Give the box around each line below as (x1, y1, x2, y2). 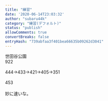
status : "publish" (5, 25, 43, 30)
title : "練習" (5, 7, 33, 12)
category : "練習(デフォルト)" (5, 21, 62, 26)
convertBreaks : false (5, 35, 49, 40)
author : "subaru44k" (5, 16, 47, 21)
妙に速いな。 (5, 90, 31, 96)
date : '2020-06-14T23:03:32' (5, 12, 65, 17)
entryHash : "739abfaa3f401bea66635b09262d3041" (5, 39, 104, 44)
